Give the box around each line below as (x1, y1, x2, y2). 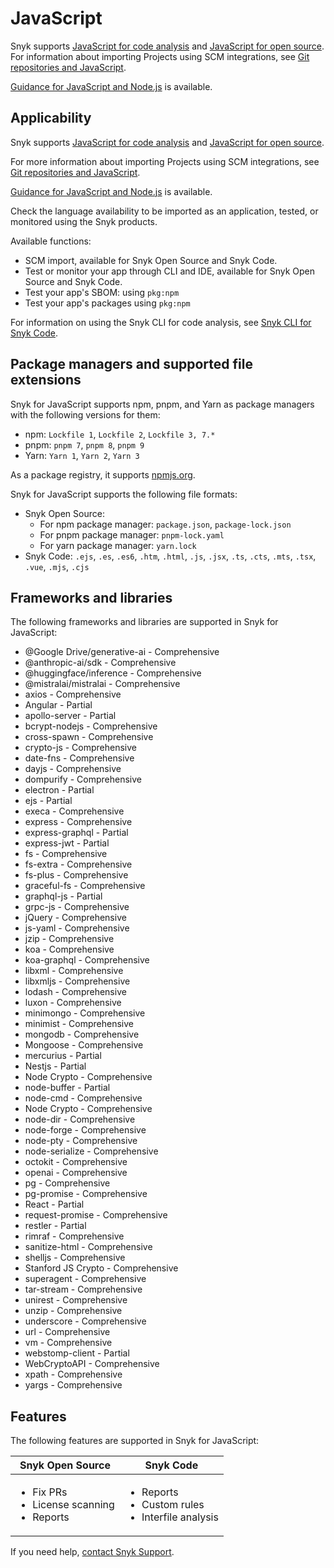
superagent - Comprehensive (24, 1273, 147, 1285)
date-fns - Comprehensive (24, 752, 135, 764)
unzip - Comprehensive (24, 1305, 123, 1317)
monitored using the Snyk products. (10, 215, 158, 227)
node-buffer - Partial (24, 1082, 111, 1094)
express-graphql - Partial (24, 827, 129, 839)
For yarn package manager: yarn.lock (39, 539, 197, 551)
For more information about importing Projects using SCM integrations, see (10, 155, 320, 167)
